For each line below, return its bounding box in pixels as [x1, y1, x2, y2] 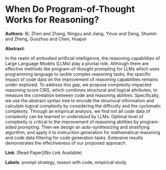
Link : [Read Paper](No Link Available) [5, 150, 82, 156]
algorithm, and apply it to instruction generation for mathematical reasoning [5, 129, 161, 135]
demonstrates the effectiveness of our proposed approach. [5, 140, 127, 146]
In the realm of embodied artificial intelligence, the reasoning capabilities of [5, 55, 161, 61]
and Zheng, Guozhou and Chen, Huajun [5, 36, 87, 42]
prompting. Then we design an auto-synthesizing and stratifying [17, 124, 150, 130]
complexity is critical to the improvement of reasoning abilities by [5, 119, 139, 125]
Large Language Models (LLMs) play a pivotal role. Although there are [5, 60, 149, 66]
